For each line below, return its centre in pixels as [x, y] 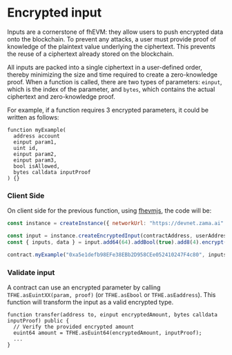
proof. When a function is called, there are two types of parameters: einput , [115, 81]
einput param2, [35, 154]
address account [37, 136]
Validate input [31, 272]
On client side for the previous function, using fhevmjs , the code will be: [109, 211]
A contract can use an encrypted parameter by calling [84, 287]
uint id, [26, 148]
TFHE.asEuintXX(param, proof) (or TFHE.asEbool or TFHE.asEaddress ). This [112, 295]
